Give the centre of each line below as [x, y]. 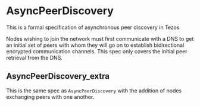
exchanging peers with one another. [50, 97]
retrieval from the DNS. [34, 57]
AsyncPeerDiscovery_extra [58, 76]
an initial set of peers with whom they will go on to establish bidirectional [95, 45]
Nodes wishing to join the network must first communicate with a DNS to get [100, 38]
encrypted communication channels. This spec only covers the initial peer [97, 51]
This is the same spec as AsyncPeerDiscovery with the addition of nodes [94, 91]
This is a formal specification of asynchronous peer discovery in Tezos [93, 27]
